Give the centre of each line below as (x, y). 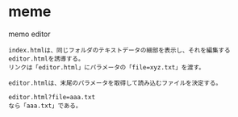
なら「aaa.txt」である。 (45, 106)
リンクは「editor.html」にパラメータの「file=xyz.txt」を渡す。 (107, 67)
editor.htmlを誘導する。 (46, 59)
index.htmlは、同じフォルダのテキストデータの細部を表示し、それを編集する (119, 50)
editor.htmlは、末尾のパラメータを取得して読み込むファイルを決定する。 (115, 83)
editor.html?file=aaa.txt (52, 97)
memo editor (29, 34)
